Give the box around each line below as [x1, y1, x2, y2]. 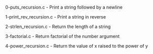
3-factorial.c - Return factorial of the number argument [5, 33, 120, 39]
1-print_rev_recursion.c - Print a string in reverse [5, 14, 106, 19]
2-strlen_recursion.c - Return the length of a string [5, 23, 111, 29]
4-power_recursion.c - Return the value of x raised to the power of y [5, 43, 148, 49]
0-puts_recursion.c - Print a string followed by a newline [5, 4, 123, 10]
